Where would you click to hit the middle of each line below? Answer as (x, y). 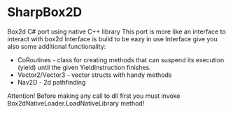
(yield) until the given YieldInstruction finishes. (84, 67)
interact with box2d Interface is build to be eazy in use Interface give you (113, 38)
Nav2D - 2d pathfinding (51, 82)
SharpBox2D (45, 12)
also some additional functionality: (57, 46)
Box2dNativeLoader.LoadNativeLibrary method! (76, 103)
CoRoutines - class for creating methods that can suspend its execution (121, 59)
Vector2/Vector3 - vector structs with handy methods (95, 75)
